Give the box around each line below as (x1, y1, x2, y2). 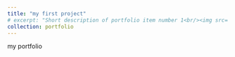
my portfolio (7, 42, 42, 51)
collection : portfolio (7, 23, 74, 30)
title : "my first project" (7, 10, 87, 17)
